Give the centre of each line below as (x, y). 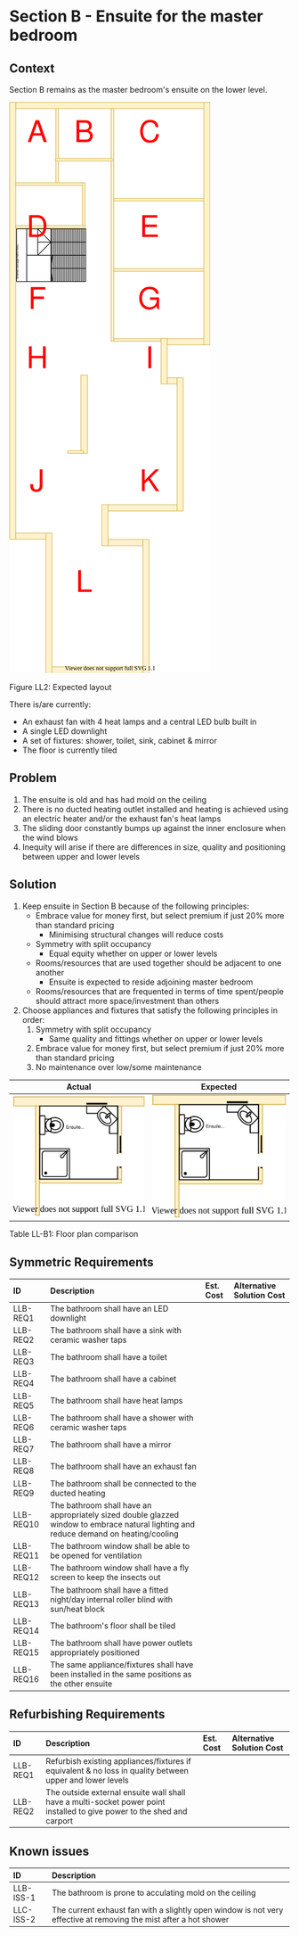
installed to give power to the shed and (117, 1811)
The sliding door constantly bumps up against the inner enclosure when (154, 828)
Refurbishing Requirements (87, 1714)
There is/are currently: (50, 704)
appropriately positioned (95, 1652)
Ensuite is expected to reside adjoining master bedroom (151, 982)
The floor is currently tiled (69, 750)
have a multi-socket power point (105, 1801)
